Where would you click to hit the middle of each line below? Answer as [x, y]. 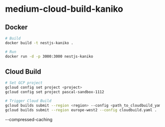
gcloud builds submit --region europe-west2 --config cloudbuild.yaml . [81, 110]
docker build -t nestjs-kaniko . [39, 43]
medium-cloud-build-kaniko [64, 9]
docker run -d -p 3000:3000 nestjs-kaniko [49, 56]
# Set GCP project [24, 83]
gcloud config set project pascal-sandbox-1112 [55, 92]
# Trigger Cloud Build [28, 101]
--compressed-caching [29, 119]
